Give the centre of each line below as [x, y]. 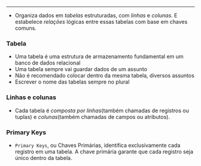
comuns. [26, 28]
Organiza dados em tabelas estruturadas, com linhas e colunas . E [96, 15]
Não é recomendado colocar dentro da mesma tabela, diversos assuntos [104, 76]
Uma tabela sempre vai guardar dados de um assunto [81, 69]
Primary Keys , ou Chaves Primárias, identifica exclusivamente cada [98, 145]
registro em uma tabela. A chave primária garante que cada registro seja [104, 151]
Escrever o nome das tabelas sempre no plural [72, 82]
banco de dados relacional [48, 63]
